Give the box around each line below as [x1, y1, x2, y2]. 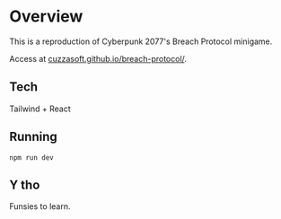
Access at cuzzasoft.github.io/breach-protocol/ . [9, 53, 187, 64]
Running [9, 129, 58, 145]
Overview [9, 6, 83, 27]
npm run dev [9, 153, 54, 162]
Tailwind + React [9, 103, 72, 114]
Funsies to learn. [9, 201, 71, 212]
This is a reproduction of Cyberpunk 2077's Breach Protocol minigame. [9, 36, 273, 47]
